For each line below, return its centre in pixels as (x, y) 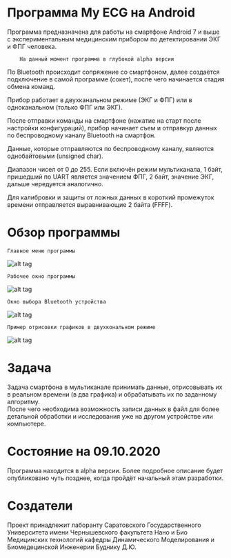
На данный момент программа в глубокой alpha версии (97, 59)
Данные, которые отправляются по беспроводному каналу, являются (111, 148)
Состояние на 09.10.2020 (84, 451)
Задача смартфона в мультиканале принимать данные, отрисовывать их (115, 387)
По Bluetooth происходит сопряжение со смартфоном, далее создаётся (113, 72)
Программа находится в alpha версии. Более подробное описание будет (115, 470)
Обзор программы (64, 233)
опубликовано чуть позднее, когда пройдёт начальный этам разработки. (115, 478)
